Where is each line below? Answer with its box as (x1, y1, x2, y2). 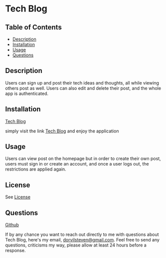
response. (5, 247, 26, 253)
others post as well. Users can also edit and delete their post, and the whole (5, 85, 161, 91)
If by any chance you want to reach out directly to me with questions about (5, 231, 159, 237)
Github (5, 222, 19, 228)
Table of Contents (5, 23, 62, 31)
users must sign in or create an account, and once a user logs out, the (5, 161, 150, 167)
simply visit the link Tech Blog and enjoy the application (5, 128, 119, 134)
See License (5, 194, 31, 200)
